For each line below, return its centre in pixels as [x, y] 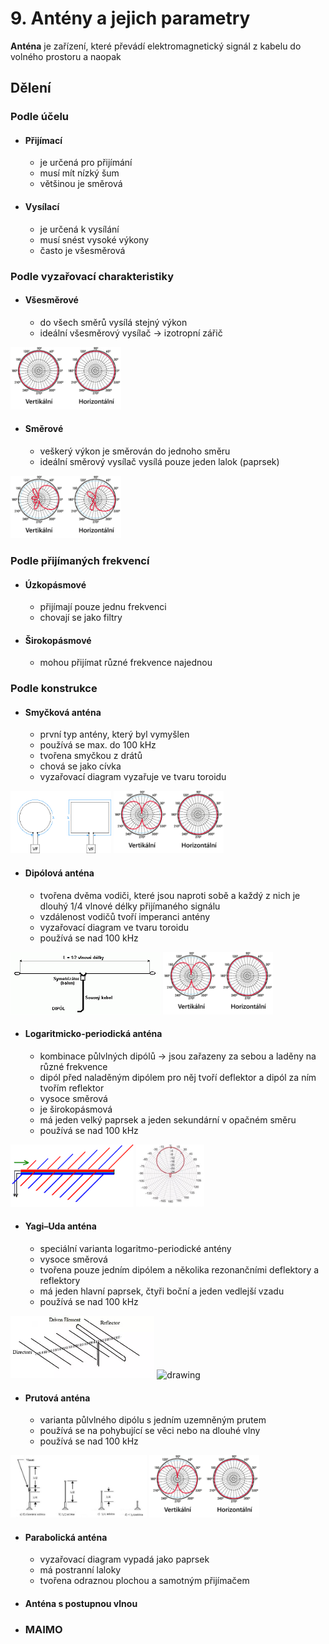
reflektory [60, 1281]
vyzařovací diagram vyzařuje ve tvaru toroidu [133, 777]
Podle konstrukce [54, 689]
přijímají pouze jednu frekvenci [103, 607]
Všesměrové [51, 300]
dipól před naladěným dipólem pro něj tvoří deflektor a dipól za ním [178, 1077]
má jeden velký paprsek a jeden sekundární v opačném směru [168, 1119]
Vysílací [42, 207]
